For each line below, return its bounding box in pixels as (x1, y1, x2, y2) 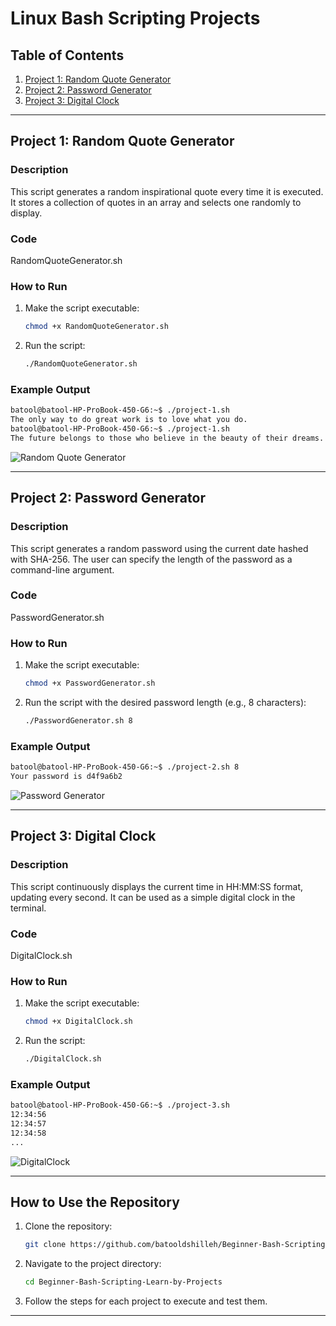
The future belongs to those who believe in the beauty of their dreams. (10, 433, 325, 443)
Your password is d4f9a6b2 (10, 772, 123, 782)
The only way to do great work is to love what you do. (10, 415, 248, 425)
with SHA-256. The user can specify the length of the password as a (10, 553, 293, 565)
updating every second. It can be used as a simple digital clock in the (10, 891, 296, 903)
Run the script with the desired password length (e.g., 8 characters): (24, 696, 307, 708)
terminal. (10, 902, 47, 914)
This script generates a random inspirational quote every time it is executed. (10, 185, 324, 197)
